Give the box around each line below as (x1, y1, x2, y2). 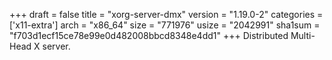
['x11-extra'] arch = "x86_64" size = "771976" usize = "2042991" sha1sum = (9, 19, 321, 31)
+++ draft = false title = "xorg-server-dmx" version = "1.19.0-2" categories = (9, 9, 324, 20)
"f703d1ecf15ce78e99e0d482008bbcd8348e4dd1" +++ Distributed (9, 30, 289, 41)
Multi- (290, 30, 316, 41)
